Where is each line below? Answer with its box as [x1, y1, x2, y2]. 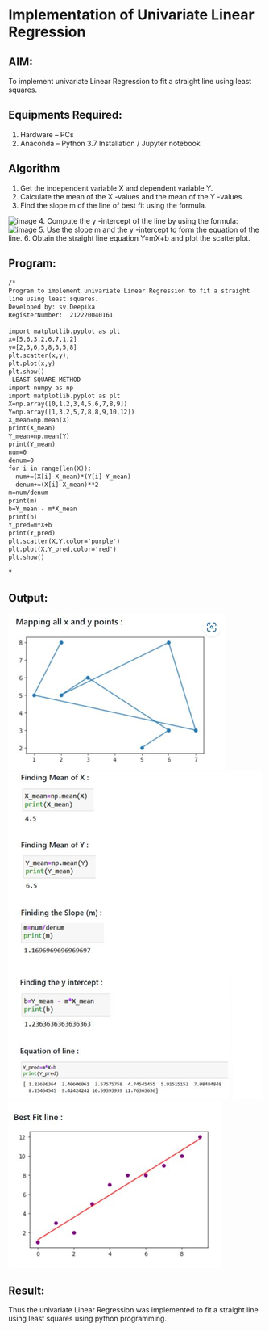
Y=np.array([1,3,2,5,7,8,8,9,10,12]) [8, 408, 135, 417]
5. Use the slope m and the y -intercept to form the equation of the [39, 225, 259, 234]
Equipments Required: [8, 108, 122, 122]
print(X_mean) [8, 424, 56, 433]
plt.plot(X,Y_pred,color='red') [8, 545, 117, 554]
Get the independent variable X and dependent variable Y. [19, 183, 213, 193]
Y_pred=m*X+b [8, 521, 52, 530]
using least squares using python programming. [8, 1314, 168, 1324]
